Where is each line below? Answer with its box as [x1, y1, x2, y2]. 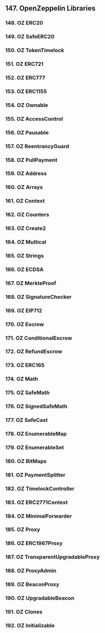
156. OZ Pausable [5, 129, 49, 136]
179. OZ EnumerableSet [5, 444, 64, 451]
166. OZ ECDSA [5, 265, 44, 273]
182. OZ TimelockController [5, 485, 75, 492]
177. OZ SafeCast [5, 417, 48, 424]
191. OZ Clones [5, 608, 43, 615]
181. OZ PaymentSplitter [5, 471, 66, 478]
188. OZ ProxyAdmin [5, 567, 57, 574]
